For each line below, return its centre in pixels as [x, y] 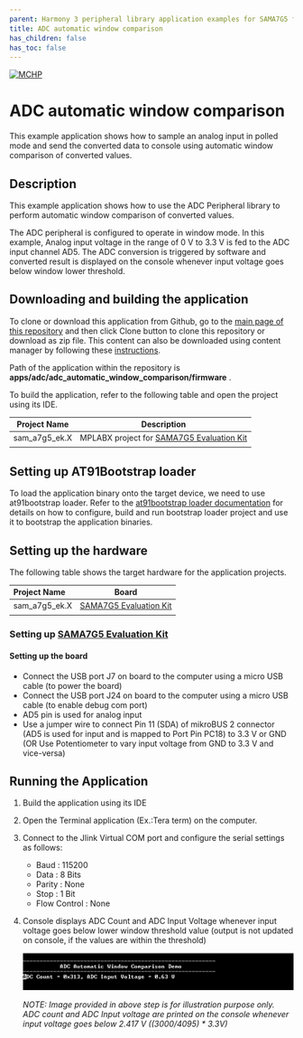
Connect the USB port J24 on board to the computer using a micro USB [155, 695]
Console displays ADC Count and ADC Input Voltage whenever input [149, 921]
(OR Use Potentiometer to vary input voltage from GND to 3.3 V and [148, 743]
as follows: [42, 848]
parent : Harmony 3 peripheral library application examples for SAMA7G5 [149, 19]
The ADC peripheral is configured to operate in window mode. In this [137, 232]
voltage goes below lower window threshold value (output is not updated [158, 930]
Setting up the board [49, 656]
